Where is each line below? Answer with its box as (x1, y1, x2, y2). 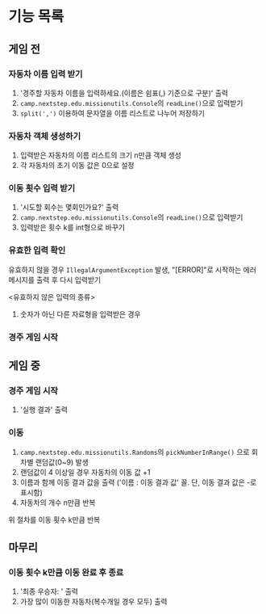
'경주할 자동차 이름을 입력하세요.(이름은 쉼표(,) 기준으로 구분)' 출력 (19, 88, 229, 98)
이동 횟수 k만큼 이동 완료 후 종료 (8, 566, 124, 578)
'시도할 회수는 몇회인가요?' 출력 (19, 203, 119, 212)
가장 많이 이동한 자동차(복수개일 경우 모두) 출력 (19, 597, 168, 607)
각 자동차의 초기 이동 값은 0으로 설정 (19, 161, 135, 170)
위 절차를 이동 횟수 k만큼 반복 (8, 515, 101, 524)
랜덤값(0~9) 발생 (35, 457, 89, 467)
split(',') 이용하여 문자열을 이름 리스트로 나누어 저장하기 (19, 108, 206, 118)
